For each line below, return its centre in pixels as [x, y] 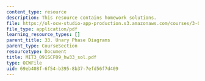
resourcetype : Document [37, 52]
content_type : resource [37, 12]
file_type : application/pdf [42, 29]
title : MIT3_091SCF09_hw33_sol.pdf [52, 57]
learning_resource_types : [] [43, 35]
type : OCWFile [24, 63]
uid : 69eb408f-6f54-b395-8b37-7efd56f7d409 [63, 69]
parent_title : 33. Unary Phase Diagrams [59, 40]
